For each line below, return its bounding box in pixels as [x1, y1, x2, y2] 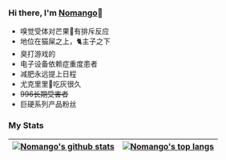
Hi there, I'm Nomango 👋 [8, 7, 103, 18]
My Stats [8, 120, 44, 131]
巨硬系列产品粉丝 [19, 100, 77, 109]
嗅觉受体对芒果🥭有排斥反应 [19, 27, 110, 36]
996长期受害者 [19, 89, 69, 99]
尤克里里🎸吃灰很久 [19, 80, 82, 89]
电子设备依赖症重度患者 [19, 59, 98, 69]
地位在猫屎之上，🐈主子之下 [19, 36, 111, 47]
